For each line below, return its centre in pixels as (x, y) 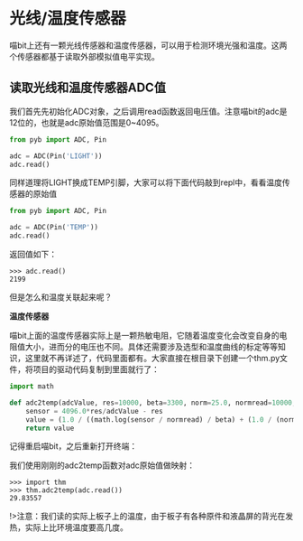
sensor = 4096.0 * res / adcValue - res (95, 411)
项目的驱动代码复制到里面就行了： (96, 369)
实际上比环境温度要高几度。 (76, 527)
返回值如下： (33, 254)
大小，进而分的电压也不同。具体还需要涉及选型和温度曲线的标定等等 (151, 347)
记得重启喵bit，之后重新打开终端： (73, 446)
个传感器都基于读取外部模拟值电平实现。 (84, 56)
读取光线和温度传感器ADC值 (88, 88)
